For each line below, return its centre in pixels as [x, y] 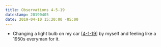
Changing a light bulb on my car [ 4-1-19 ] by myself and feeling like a [84, 34]
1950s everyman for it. [36, 39]
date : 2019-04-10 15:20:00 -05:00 [42, 19]
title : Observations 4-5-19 [35, 10]
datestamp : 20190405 [27, 15]
